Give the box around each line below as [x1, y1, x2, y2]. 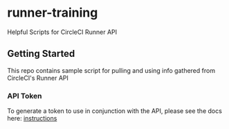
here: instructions [7, 114, 57, 123]
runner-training [7, 5, 98, 21]
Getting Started [7, 48, 75, 60]
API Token [7, 91, 43, 101]
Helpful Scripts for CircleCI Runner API [7, 28, 118, 36]
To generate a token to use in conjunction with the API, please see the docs [7, 107, 223, 115]
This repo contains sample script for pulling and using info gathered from [7, 66, 216, 74]
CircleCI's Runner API [7, 74, 69, 82]
